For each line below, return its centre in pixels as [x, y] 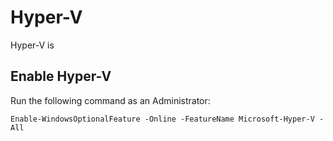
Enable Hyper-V [61, 76]
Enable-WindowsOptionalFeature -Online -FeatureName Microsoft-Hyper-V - [167, 119]
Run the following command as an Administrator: [110, 100]
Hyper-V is [32, 45]
